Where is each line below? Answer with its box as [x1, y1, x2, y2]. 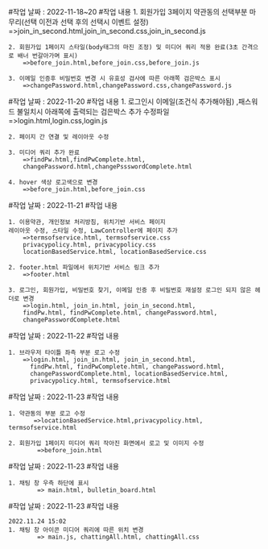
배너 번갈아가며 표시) [17, 52, 79, 60]
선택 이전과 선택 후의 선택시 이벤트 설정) [23, 17, 149, 27]
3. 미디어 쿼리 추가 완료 [8, 148, 80, 156]
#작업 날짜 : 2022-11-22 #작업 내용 [8, 331, 119, 340]
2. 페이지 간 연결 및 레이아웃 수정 [8, 133, 109, 141]
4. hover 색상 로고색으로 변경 [8, 178, 98, 186]
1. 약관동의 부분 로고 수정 [8, 410, 86, 418]
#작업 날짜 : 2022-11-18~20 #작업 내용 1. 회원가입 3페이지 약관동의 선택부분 [8, 7, 248, 16]
